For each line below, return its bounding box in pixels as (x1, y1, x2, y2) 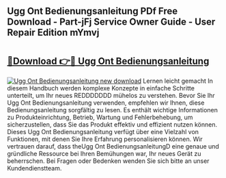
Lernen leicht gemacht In (143, 77, 213, 85)
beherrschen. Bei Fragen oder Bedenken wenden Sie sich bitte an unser (7, 157, 210, 165)
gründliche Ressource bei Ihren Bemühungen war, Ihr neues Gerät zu (7, 150, 201, 157)
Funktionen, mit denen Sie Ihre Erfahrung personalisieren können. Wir (7, 135, 203, 143)
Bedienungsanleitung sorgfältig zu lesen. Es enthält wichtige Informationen (7, 106, 218, 114)
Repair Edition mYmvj (7, 27, 100, 38)
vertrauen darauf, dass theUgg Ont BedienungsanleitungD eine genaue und (7, 142, 220, 150)
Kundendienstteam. (7, 164, 62, 172)
